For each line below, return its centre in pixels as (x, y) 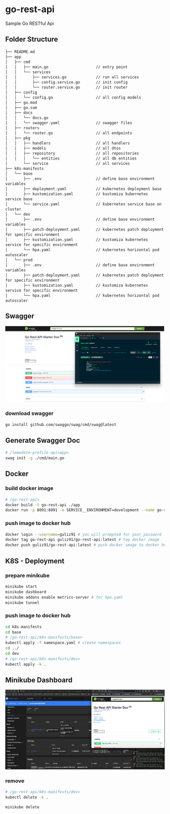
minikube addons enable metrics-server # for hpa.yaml (64, 597)
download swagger (30, 413)
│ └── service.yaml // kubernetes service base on (83, 204)
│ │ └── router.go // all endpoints (69, 133)
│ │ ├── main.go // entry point (67, 67)
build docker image (29, 489)
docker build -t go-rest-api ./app (43, 505)
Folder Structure (32, 39)
